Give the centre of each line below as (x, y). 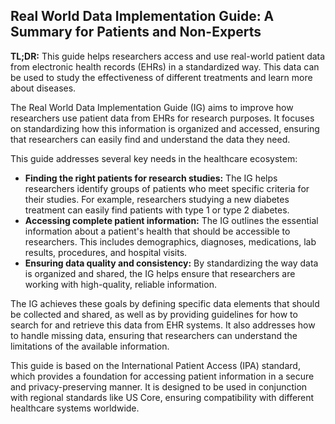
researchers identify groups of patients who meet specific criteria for (167, 188)
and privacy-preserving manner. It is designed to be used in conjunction (159, 386)
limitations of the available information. (90, 346)
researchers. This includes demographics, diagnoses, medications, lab (170, 241)
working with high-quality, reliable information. (120, 284)
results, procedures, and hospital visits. (106, 252)
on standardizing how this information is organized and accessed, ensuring (165, 128)
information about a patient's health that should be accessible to (157, 231)
